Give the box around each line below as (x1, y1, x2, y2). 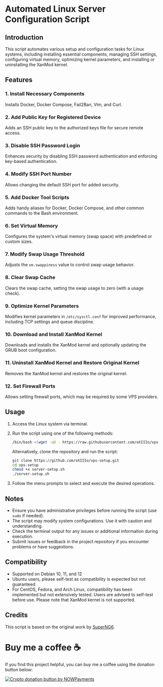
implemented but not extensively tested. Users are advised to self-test (12, 591, 153, 597)
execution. (12, 533, 34, 539)
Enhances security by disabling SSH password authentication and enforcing (5, 153, 157, 159)
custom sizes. (5, 239, 33, 244)
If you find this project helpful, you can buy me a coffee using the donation (5, 661, 155, 667)
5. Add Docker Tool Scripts (5, 194, 70, 201)
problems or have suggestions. (12, 544, 74, 549)
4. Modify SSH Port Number (5, 171, 72, 178)
